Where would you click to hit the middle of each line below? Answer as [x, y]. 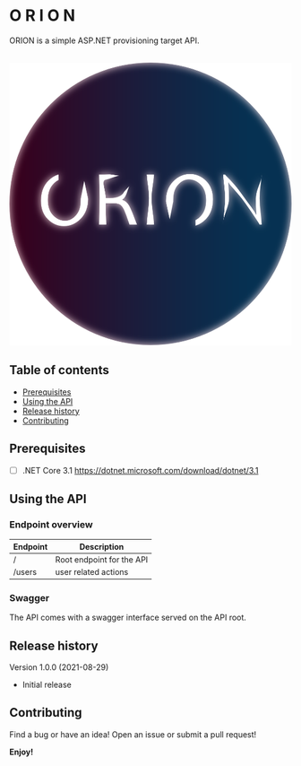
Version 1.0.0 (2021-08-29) [59, 667]
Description [102, 546]
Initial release [47, 684]
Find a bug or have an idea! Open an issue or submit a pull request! [133, 734]
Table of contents [59, 370]
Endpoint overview [51, 524]
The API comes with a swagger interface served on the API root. [128, 618]
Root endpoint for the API [102, 560]
